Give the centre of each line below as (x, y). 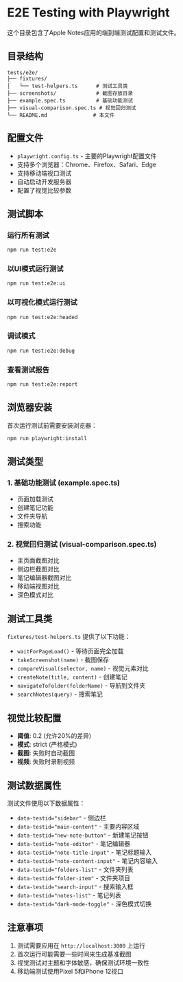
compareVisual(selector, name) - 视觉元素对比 (83, 668)
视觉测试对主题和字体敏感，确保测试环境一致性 (83, 962)
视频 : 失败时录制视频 (46, 762)
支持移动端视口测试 (44, 173)
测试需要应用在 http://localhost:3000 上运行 (81, 945)
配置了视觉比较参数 (44, 190)
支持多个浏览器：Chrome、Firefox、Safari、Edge (86, 164)
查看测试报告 (28, 369)
